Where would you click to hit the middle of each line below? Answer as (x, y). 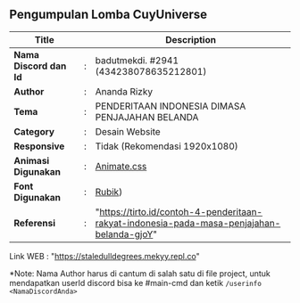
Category (34, 131)
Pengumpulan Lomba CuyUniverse (108, 15)
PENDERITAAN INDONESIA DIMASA (171, 106)
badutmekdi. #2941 (137, 60)
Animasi (32, 160)
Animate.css (121, 166)
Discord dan (40, 66)
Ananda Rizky (124, 91)
